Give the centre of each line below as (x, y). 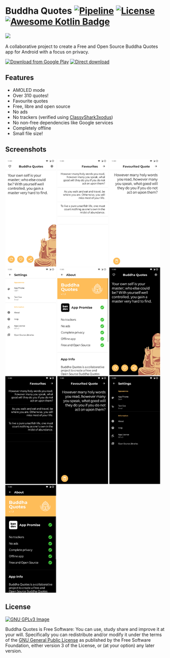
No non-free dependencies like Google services (63, 122)
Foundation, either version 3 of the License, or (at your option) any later (80, 645)
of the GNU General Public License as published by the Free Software (78, 640)
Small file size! (28, 133)
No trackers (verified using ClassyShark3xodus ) (63, 117)
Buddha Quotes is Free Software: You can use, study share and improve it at (85, 629)
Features (20, 78)
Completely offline (32, 128)
